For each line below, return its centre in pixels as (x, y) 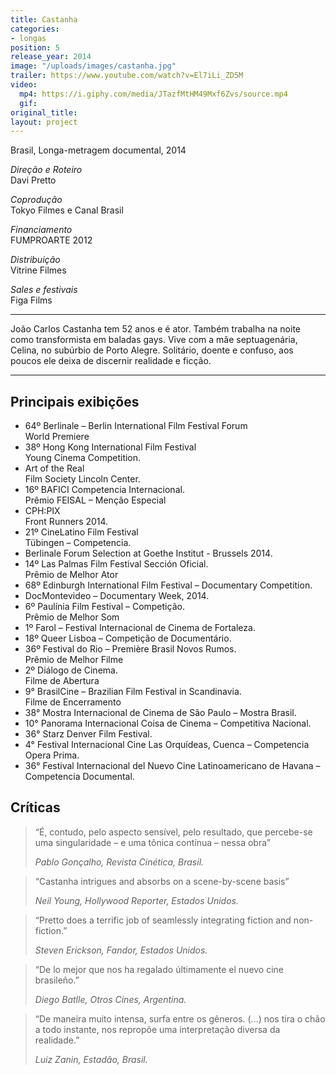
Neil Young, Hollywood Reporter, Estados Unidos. (136, 900)
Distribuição (35, 260)
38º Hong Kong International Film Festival (110, 447)
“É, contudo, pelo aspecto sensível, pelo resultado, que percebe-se (173, 832)
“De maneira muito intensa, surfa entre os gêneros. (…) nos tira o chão (180, 1018)
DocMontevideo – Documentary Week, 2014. (117, 596)
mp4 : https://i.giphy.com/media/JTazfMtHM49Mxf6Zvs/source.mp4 (153, 94)
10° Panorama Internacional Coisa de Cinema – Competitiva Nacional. (168, 723)
